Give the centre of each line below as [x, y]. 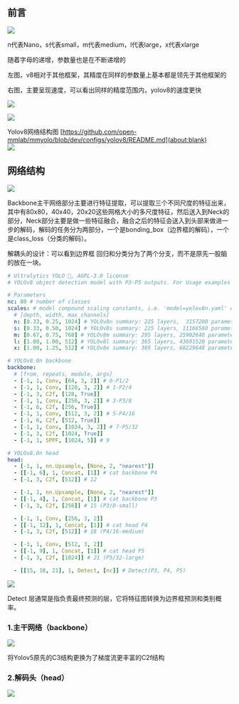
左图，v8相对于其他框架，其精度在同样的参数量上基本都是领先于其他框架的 [117, 75]
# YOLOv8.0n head [33, 453]
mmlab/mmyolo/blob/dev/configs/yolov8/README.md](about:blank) [107, 139]
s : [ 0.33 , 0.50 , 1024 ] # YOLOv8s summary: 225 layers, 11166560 [111, 328]
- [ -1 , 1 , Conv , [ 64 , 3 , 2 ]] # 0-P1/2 [71, 380]
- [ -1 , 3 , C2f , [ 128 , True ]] [57, 394]
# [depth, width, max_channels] [62, 315]
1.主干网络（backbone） [50, 627]
